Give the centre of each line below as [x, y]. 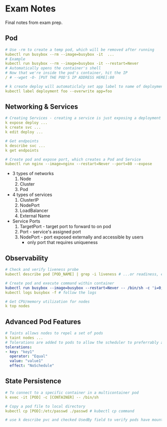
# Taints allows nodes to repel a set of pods [54, 333]
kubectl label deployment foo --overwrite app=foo [59, 91]
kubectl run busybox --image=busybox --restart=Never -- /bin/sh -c [78, 288]
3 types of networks [33, 174]
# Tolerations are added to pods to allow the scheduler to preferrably [82, 342]
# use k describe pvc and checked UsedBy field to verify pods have [78, 420]
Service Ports [26, 221]
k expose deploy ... [27, 123]
